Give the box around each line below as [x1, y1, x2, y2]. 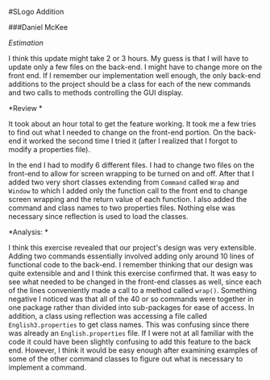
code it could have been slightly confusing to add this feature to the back [8, 337, 251, 346]
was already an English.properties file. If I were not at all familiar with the [8, 328, 254, 337]
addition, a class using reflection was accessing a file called [8, 312, 208, 320]
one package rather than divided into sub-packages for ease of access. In [8, 303, 255, 312]
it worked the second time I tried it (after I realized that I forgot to [23, 136, 238, 146]
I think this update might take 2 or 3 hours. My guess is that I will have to [8, 54, 249, 63]
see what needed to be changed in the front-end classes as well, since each [8, 277, 262, 287]
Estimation [8, 38, 44, 47]
